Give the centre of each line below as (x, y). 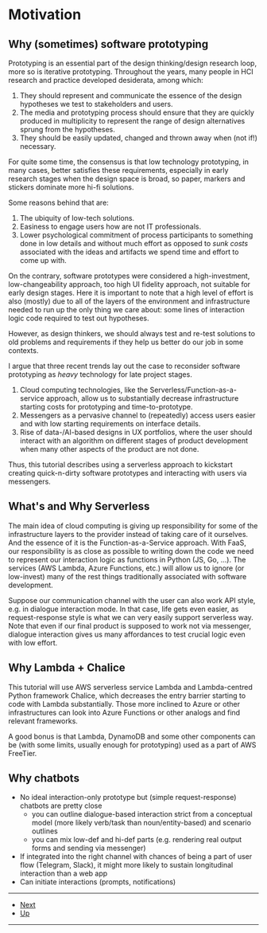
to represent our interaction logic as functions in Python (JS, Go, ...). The (127, 559)
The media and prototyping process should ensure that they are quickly (137, 112)
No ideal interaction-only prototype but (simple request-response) (128, 798)
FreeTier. (23, 753)
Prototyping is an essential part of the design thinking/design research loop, (132, 63)
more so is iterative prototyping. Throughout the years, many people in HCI (131, 72)
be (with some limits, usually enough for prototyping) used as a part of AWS (132, 745)
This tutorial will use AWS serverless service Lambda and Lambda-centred (130, 687)
